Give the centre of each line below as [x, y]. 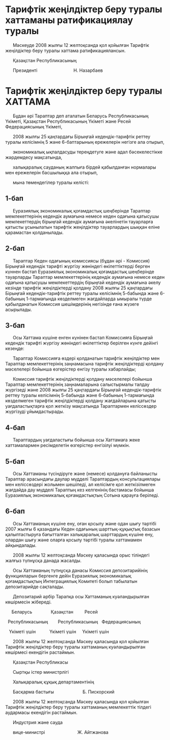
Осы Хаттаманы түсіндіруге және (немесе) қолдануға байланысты [85, 473]
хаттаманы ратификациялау [69, 20]
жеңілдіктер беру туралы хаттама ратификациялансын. [65, 50]
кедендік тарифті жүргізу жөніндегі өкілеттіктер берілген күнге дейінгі [82, 343]
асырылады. [19, 309]
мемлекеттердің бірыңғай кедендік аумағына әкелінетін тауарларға [79, 221]
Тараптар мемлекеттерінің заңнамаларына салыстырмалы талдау [77, 385]
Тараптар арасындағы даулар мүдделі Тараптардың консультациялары [83, 479]
